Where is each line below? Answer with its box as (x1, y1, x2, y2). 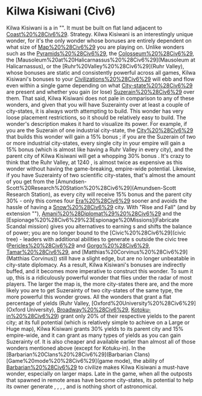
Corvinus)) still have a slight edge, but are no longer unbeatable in (31, 254, 195, 262)
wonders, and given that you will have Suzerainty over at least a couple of (6, 101, 190, 108)
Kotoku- (131, 306, 151, 313)
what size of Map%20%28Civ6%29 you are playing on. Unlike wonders (6, 43, 185, 51)
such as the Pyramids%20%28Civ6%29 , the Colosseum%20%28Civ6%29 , (6, 49, 195, 57)
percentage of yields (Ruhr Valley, (6, 300, 90, 307)
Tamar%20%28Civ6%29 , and (6, 248, 81, 256)
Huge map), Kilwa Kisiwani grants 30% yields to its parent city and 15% (6, 325, 184, 332)
